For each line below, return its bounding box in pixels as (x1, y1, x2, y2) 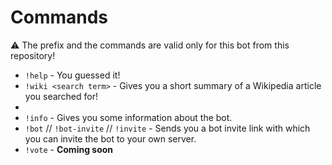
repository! (10, 49, 56, 61)
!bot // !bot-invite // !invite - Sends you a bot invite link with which (24, 122, 311, 134)
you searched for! (24, 90, 99, 102)
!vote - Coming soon (24, 143, 114, 155)
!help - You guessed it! (24, 69, 121, 81)
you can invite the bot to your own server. (24, 132, 197, 145)
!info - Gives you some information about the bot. (24, 111, 233, 123)
